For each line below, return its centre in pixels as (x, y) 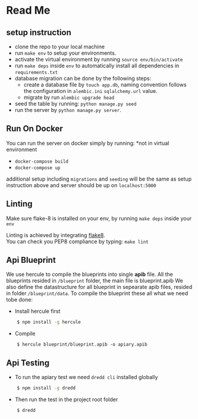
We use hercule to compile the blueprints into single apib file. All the (90, 274)
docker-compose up (37, 167)
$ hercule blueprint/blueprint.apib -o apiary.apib (82, 344)
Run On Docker (35, 129)
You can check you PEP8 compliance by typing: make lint (77, 241)
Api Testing (28, 363)
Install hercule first (37, 311)
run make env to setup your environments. (65, 53)
